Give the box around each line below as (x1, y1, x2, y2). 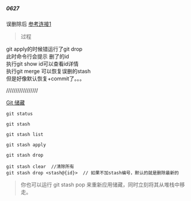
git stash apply (6, 142, 46, 148)
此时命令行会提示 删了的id (6, 53, 69, 60)
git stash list (6, 131, 44, 137)
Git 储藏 (6, 99, 25, 106)
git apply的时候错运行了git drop (6, 45, 83, 53)
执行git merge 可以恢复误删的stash (6, 67, 91, 74)
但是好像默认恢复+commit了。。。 (6, 74, 85, 82)
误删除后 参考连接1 (6, 20, 51, 27)
